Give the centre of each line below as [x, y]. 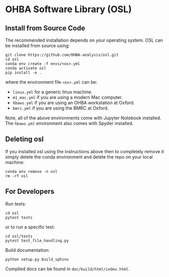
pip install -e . [24, 73]
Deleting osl [25, 139]
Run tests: [16, 203]
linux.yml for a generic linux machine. [52, 92]
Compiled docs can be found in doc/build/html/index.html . [68, 269]
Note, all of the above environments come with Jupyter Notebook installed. [83, 118]
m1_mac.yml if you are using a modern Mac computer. [68, 97]
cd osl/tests [19, 236]
